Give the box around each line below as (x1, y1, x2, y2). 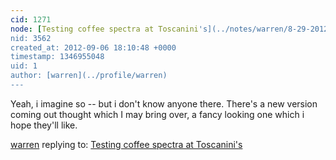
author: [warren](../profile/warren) (10, 71, 168, 81)
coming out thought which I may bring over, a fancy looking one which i (10, 108, 305, 120)
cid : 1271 (10, 14, 52, 25)
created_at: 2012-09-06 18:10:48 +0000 (10, 42, 177, 53)
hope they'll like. (10, 119, 78, 131)
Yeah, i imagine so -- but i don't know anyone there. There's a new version (10, 97, 318, 110)
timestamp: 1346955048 (10, 52, 105, 62)
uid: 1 (10, 61, 38, 71)
